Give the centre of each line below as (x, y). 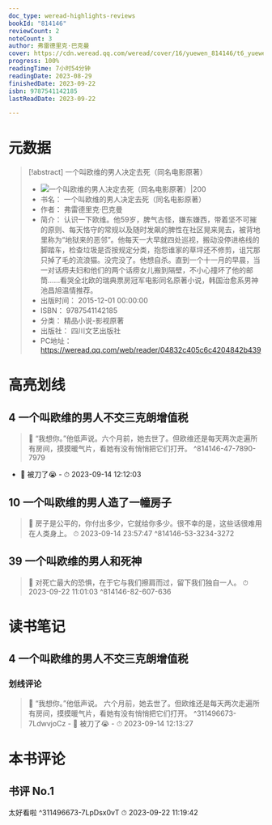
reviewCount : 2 (34, 31)
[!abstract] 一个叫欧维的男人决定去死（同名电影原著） (118, 172)
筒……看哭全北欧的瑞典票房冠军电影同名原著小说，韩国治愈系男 (146, 281)
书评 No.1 (32, 791)
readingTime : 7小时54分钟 (50, 69)
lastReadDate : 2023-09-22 (52, 99)
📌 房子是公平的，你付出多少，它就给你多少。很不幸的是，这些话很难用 (145, 523)
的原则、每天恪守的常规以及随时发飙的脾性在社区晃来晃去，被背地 (150, 230)
